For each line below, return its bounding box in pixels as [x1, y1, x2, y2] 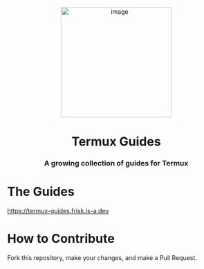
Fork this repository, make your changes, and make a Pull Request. [7, 253, 197, 261]
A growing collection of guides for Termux [44, 159, 189, 168]
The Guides [7, 184, 75, 199]
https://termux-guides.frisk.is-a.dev [7, 207, 109, 215]
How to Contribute [7, 231, 115, 247]
